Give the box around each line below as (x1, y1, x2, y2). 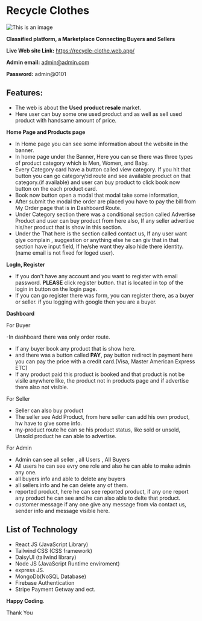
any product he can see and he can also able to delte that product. (14, 494, 181, 502)
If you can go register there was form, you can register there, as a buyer (14, 291, 194, 299)
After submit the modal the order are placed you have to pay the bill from (14, 197, 196, 205)
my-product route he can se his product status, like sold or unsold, (14, 426, 181, 433)
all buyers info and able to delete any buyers (14, 475, 125, 482)
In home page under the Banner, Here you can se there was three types (14, 153, 194, 160)
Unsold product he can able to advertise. (14, 432, 117, 439)
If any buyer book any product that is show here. (14, 345, 136, 352)
